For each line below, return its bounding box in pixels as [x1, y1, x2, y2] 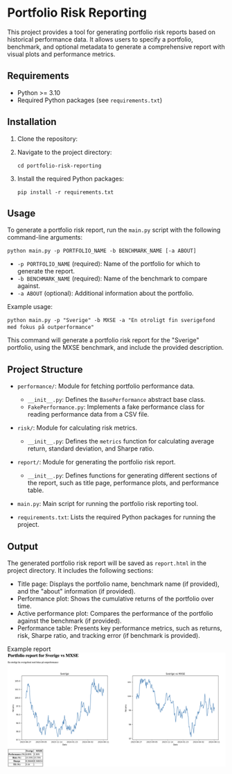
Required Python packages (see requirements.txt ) [17, 96, 163, 104]
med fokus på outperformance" [7, 324, 95, 331]
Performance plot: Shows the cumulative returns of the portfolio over [17, 595, 214, 603]
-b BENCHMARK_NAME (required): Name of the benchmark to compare [17, 274, 208, 283]
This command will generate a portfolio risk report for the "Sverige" [7, 336, 199, 344]
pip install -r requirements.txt [17, 189, 114, 196]
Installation [7, 116, 57, 128]
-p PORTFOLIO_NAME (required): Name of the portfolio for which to [17, 260, 201, 268]
